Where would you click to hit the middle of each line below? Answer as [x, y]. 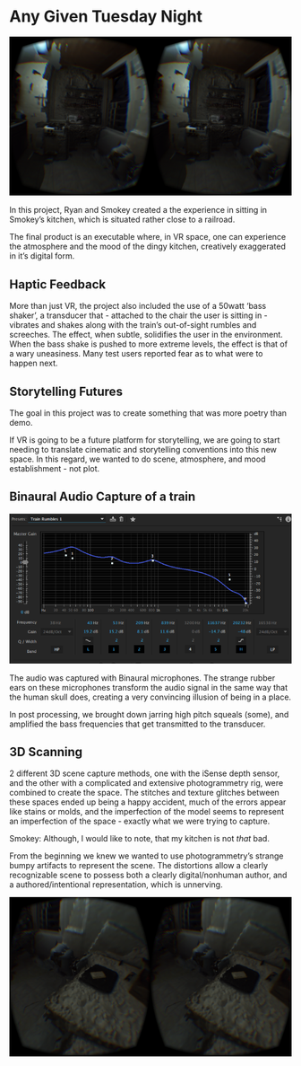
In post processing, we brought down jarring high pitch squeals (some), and [149, 714]
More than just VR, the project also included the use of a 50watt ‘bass [138, 306]
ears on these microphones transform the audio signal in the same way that [149, 687]
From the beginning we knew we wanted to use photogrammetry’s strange [146, 856]
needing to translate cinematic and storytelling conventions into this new [143, 450]
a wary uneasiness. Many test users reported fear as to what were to [136, 354]
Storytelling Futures [66, 391]
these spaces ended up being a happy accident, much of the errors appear [148, 802]
